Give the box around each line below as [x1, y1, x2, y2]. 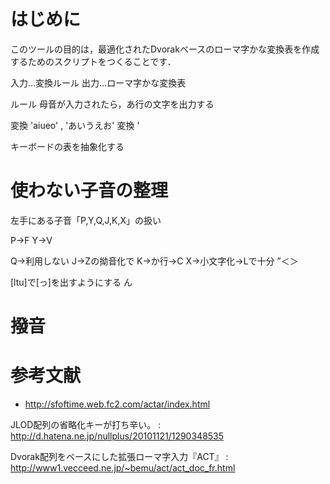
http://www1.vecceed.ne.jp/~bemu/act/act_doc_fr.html [10, 462, 236, 474]
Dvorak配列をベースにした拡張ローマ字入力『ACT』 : [10, 451, 229, 462]
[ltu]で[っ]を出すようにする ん [10, 276, 133, 288]
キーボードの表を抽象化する [10, 140, 125, 152]
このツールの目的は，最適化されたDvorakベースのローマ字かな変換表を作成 [10, 43, 320, 55]
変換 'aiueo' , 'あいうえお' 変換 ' [10, 119, 140, 131]
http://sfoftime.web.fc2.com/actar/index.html [24, 398, 211, 410]
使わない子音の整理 [10, 180, 169, 202]
